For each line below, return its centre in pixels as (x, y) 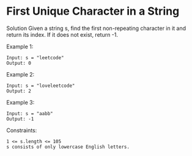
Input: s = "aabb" (30, 113)
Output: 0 (19, 63)
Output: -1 (20, 119)
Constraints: (22, 130)
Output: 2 (19, 91)
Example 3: (20, 102)
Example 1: (20, 46)
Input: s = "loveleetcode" (41, 86)
